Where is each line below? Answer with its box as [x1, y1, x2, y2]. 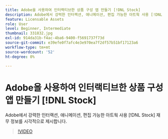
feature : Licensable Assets [5, 17, 64, 22]
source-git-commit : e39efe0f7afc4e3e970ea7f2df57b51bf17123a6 [5, 40, 138, 45]
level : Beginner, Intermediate [5, 26, 71, 31]
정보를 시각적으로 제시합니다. [10, 118, 67, 124]
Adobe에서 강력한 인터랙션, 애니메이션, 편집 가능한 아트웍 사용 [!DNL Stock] [5, 112, 155, 118]
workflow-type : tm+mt [5, 45, 51, 50]
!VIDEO [17, 128, 33, 134]
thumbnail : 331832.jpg [5, 31, 53, 36]
